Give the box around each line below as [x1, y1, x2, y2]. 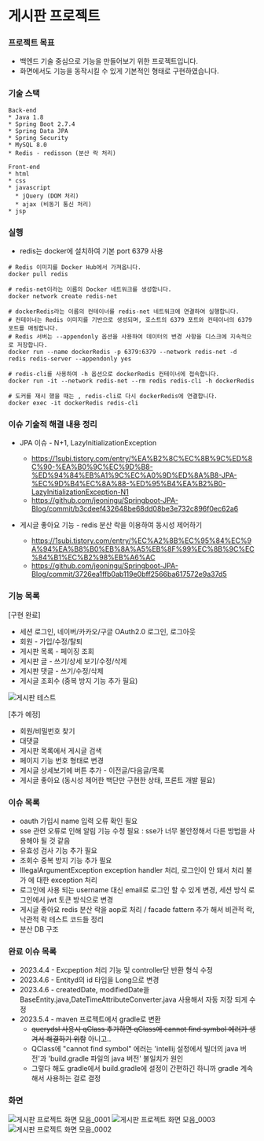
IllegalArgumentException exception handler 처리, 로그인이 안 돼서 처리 [19, 865, 244, 874]
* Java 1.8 [8, 113, 44, 121]
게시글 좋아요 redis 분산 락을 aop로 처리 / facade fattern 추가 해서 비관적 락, [19, 904, 255, 914]
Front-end [8, 163, 41, 171]
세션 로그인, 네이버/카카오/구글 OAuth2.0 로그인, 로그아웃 [19, 626, 196, 636]
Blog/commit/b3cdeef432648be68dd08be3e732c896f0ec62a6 [31, 504, 239, 514]
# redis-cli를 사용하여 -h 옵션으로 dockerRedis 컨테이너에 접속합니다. [8, 371, 220, 378]
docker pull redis [8, 271, 68, 279]
